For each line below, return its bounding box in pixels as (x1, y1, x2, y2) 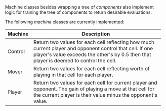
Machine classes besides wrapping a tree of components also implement (5, 4, 154, 10)
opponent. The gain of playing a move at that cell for (33, 85, 155, 92)
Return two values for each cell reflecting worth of (33, 65, 150, 72)
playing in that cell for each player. (33, 71, 114, 78)
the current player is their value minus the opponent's (33, 92, 158, 98)
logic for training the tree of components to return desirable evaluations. (5, 9, 152, 15)
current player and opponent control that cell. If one (33, 45, 153, 52)
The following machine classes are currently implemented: (5, 19, 124, 25)
